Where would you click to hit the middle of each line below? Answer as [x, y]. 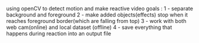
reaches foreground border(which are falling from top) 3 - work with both [96, 21]
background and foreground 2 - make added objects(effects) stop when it [97, 15]
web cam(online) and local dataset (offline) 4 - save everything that [89, 27]
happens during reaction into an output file [59, 34]
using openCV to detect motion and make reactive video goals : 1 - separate [99, 9]
